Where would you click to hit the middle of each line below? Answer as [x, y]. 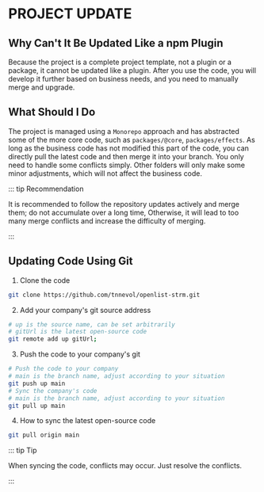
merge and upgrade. [42, 87]
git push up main [37, 383]
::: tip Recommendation [46, 189]
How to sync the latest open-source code [88, 421]
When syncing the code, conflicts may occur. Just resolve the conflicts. [125, 466]
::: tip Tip [23, 450]
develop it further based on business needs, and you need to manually [124, 79]
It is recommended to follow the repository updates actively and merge [124, 204]
